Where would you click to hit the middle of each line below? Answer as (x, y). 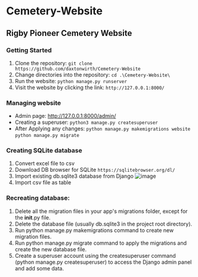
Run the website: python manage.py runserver (71, 81)
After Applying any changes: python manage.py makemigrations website (103, 129)
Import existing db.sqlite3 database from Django (74, 176)
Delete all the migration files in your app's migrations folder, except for (101, 211)
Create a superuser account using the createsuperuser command (95, 255)
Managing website (34, 103)
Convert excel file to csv (45, 163)
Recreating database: (38, 198)
